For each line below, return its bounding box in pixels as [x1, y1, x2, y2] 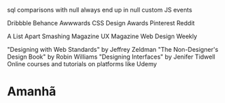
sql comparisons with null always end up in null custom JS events [7, 6, 193, 14]
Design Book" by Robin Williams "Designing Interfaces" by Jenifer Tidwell [7, 53, 215, 61]
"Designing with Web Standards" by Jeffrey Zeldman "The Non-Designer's [7, 46, 219, 53]
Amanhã [7, 84, 56, 100]
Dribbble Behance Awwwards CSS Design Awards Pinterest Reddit [7, 19, 196, 27]
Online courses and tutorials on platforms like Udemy [7, 60, 157, 68]
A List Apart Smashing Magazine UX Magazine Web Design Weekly [7, 32, 198, 40]
